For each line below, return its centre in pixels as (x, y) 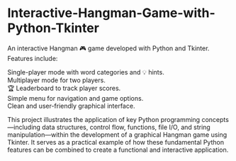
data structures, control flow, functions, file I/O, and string (126, 127)
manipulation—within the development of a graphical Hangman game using (117, 134)
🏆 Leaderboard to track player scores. (64, 88)
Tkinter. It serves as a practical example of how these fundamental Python (116, 142)
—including (24, 127)
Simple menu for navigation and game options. (75, 98)
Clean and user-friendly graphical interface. (71, 106)
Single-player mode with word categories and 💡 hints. (86, 72)
